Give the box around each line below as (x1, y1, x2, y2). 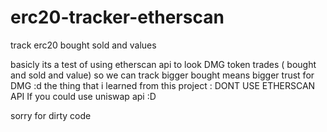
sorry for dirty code (10, 109, 92, 121)
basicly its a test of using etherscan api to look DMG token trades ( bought (10, 58, 317, 70)
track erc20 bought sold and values (10, 39, 157, 51)
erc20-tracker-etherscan (10, 6, 225, 29)
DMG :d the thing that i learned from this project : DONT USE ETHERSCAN (10, 79, 316, 91)
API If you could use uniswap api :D (10, 90, 157, 102)
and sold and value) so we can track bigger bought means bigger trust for (10, 69, 315, 81)
